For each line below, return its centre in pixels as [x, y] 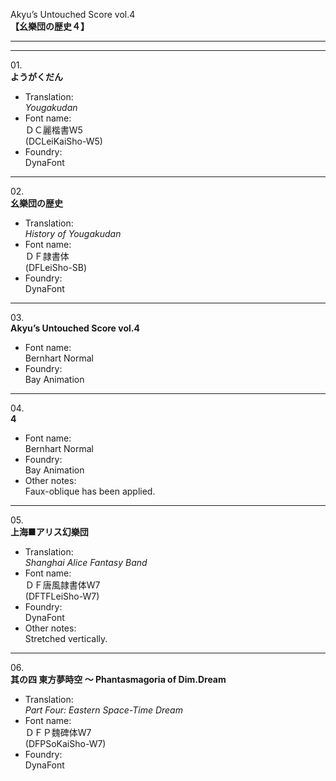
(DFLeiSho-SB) [56, 267]
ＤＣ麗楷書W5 [53, 130]
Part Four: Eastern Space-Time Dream [103, 710]
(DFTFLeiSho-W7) [62, 596]
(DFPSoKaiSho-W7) [65, 743]
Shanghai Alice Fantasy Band [86, 562]
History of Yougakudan [73, 233]
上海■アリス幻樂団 [49, 532]
